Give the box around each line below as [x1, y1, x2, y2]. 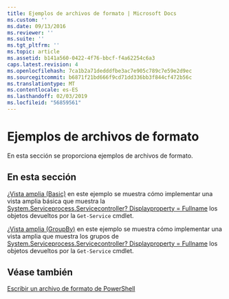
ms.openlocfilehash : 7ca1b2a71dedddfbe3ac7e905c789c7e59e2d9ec [7, 67, 193, 74]
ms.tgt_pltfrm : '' [7, 42, 60, 49]
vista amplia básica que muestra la [7, 197, 105, 205]
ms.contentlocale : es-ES [7, 86, 78, 93]
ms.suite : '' [7, 36, 45, 43]
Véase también [7, 267, 74, 278]
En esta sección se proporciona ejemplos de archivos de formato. [7, 152, 194, 160]
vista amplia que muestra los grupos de [7, 232, 119, 240]
